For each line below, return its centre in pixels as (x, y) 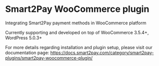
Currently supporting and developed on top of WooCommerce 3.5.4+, (77, 32)
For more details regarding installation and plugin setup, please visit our (79, 47)
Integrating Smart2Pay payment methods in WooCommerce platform (76, 23)
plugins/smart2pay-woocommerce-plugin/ (49, 58)
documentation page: (27, 53)
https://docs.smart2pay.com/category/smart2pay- (102, 53)
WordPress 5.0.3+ (24, 38)
